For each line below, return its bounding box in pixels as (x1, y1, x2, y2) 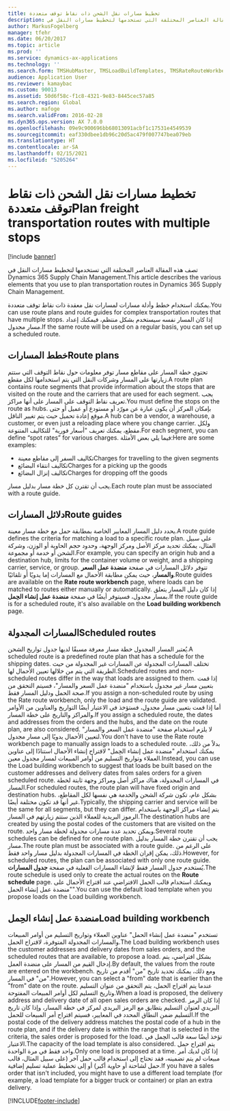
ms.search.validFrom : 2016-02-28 (8, 112, 103, 118)
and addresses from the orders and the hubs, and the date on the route (8, 718, 208, 726)
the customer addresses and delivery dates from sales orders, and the (8, 945, 205, 953)
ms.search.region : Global (8, 99, 81, 106)
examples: (8, 440, 37, 449)
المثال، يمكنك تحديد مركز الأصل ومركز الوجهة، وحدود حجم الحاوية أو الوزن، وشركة (8, 542, 216, 550)
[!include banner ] (8, 252, 57, 260)
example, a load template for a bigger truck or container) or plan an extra (8, 1076, 213, 1084)
